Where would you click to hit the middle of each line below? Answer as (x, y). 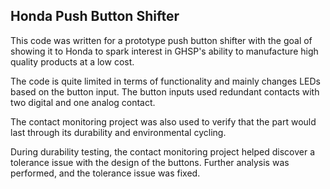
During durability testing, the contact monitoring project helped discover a (162, 151)
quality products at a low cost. (72, 61)
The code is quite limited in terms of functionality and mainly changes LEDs (166, 81)
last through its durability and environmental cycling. (118, 132)
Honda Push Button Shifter (95, 16)
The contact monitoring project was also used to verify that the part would (163, 121)
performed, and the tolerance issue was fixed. (105, 173)
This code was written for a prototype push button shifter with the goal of (161, 40)
